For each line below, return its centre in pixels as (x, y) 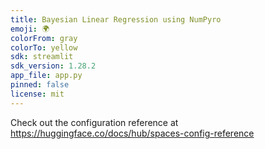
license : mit (37, 94)
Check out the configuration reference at (94, 122)
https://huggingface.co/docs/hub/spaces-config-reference (132, 133)
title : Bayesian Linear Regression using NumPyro (116, 19)
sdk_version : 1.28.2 (53, 66)
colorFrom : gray (44, 38)
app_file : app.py (46, 76)
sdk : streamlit (42, 57)
